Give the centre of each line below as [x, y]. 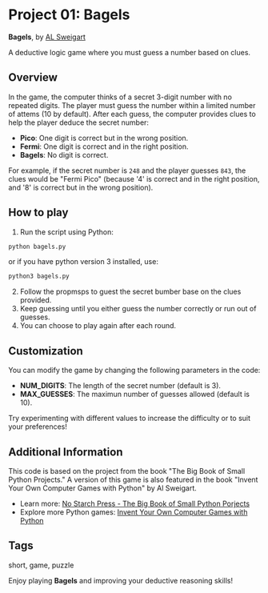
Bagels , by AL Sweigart [47, 37]
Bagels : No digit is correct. [64, 154]
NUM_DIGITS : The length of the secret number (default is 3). [120, 386]
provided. [36, 300]
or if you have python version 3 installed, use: [83, 262]
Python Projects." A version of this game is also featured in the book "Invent [133, 479]
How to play [38, 212]
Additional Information [66, 452]
